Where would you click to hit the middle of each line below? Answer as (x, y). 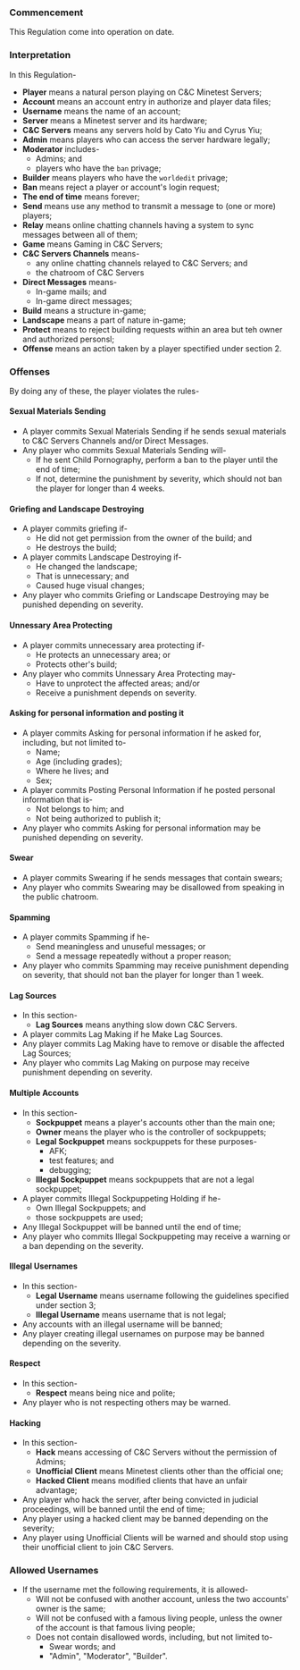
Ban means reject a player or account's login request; (121, 187)
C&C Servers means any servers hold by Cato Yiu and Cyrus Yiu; (142, 130)
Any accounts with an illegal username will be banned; (122, 1324)
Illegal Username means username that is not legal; (131, 1314)
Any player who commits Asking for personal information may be (142, 828)
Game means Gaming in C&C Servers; (92, 244)
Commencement (46, 13)
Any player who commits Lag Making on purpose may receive (136, 1063)
